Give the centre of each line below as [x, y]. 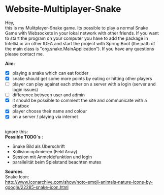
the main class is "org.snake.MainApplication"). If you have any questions [80, 49]
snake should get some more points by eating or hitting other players [82, 79]
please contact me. [25, 54]
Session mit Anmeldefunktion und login [52, 157]
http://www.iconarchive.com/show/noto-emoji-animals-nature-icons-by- [79, 182]
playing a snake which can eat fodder [50, 73]
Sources [14, 172]
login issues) [25, 90]
